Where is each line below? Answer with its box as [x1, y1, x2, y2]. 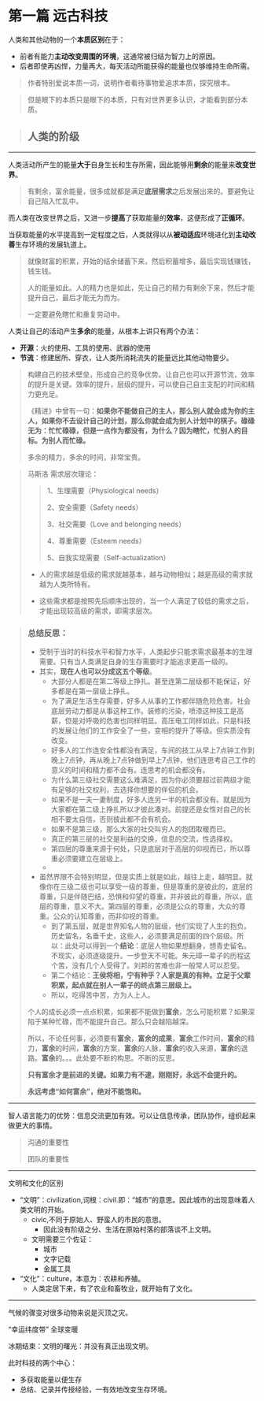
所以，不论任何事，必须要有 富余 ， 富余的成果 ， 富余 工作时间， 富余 [27, 1034, 241, 1043]
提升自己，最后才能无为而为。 [27, 292, 124, 302]
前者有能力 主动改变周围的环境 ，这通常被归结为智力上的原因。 [19, 51, 220, 61]
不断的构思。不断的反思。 [96, 1054, 179, 1063]
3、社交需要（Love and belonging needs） [46, 519, 186, 529]
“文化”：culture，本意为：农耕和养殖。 [19, 1274, 145, 1284]
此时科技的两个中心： [8, 1358, 77, 1368]
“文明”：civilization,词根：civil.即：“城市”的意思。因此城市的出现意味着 [19, 1195, 249, 1205]
